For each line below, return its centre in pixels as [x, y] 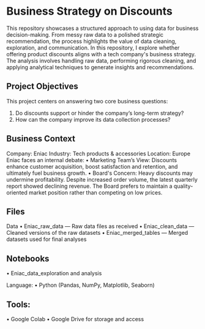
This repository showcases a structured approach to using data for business [102, 28]
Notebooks [28, 258]
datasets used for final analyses [47, 239]
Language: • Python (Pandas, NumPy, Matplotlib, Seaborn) [80, 285]
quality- [183, 186]
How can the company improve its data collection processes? [93, 119]
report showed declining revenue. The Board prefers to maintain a [89, 186]
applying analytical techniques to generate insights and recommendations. [100, 67]
